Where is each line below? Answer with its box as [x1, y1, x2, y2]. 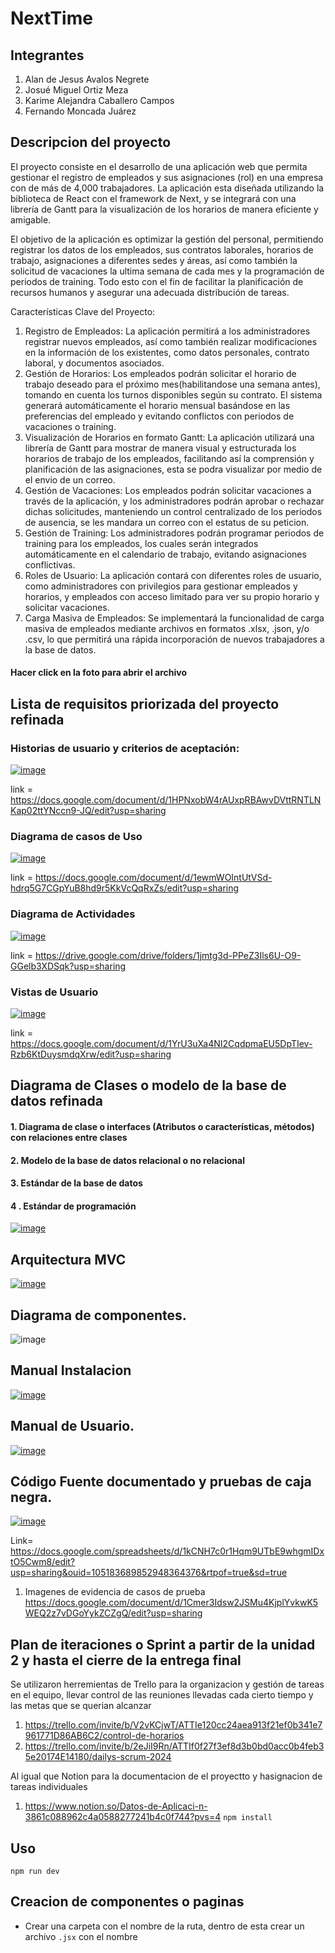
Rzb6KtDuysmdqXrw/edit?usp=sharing [10, 1048, 172, 1060]
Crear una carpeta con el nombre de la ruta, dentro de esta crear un [24, 1920, 305, 1932]
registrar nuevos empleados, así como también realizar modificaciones [24, 335, 318, 347]
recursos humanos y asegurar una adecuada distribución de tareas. [10, 286, 290, 298]
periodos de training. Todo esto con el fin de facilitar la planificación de [10, 275, 304, 287]
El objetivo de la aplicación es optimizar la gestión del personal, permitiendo [10, 233, 324, 245]
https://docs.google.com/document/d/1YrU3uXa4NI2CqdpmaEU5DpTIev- [10, 1037, 313, 1049]
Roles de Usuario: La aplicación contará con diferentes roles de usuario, [24, 569, 322, 581]
